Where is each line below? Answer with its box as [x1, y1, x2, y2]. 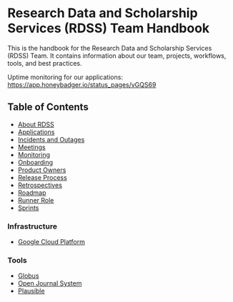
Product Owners [17, 166, 66, 174]
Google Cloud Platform [17, 238, 86, 246]
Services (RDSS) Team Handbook [7, 20, 210, 36]
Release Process [17, 173, 68, 181]
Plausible [17, 287, 45, 296]
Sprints [17, 203, 39, 212]
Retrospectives [17, 181, 63, 189]
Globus [17, 271, 39, 280]
